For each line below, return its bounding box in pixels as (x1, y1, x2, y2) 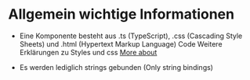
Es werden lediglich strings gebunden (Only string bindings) (19, 62, 214, 71)
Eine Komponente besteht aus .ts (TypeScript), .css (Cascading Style (19, 31, 243, 40)
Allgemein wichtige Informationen (8, 5, 235, 23)
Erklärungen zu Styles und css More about (19, 47, 158, 57)
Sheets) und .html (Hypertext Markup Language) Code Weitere (19, 39, 223, 48)
